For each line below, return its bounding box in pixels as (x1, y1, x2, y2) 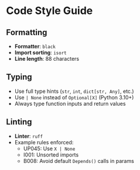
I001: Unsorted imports (23, 151, 79, 158)
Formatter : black (14, 43, 56, 50)
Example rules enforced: (14, 138, 74, 145)
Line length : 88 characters (14, 55, 80, 62)
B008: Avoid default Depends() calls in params (23, 157, 135, 164)
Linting (6, 117, 32, 127)
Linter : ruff (14, 133, 43, 140)
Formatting (6, 27, 47, 37)
